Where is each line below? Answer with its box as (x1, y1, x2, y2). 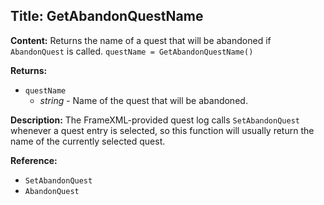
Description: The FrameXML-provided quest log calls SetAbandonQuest (10, 114, 300, 126)
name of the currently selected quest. (10, 135, 166, 147)
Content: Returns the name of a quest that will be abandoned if (10, 34, 272, 46)
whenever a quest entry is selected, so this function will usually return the (10, 124, 315, 136)
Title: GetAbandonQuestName (10, 8, 204, 25)
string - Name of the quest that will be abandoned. (39, 94, 248, 106)
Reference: (10, 154, 58, 166)
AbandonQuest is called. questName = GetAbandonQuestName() (10, 45, 254, 57)
